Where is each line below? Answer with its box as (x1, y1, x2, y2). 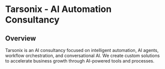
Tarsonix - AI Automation (5, 3, 111, 15)
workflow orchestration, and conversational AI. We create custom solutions (5, 52, 160, 58)
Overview (5, 34, 36, 42)
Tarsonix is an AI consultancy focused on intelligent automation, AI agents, (5, 47, 159, 53)
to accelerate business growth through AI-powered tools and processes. (5, 58, 154, 63)
